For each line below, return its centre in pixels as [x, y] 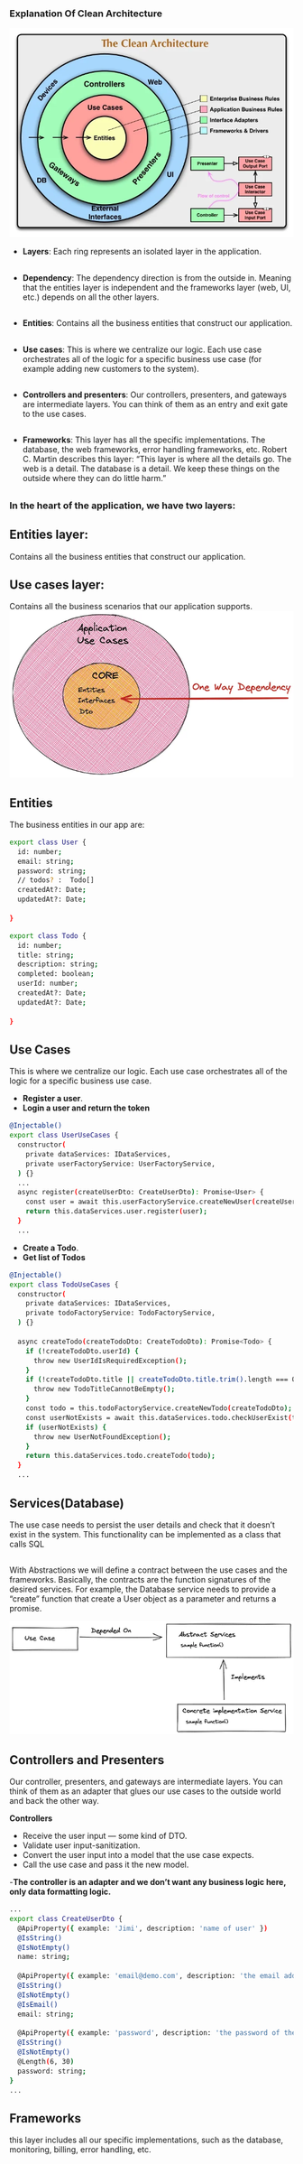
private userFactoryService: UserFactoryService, [121, 1164]
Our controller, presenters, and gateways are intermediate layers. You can [147, 1782]
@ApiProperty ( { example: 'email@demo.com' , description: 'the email [149, 1976]
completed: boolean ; [56, 974]
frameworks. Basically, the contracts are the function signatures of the [140, 1580]
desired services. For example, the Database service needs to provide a [143, 1589]
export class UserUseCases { [64, 1136]
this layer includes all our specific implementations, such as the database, [147, 2140]
